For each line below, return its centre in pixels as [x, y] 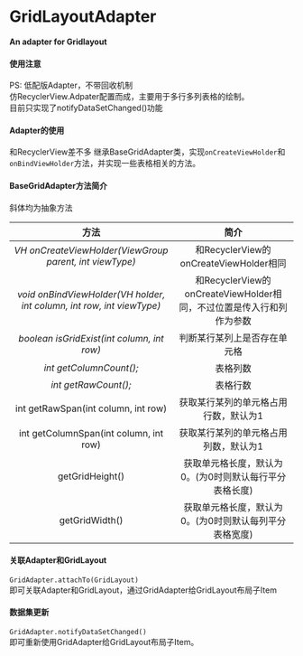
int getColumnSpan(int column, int [92, 433]
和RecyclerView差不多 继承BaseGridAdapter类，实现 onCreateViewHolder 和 [147, 152]
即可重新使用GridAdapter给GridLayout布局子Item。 [104, 642]
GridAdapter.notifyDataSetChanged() [78, 632]
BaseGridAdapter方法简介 [59, 185]
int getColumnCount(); [91, 368]
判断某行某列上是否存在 [229, 338]
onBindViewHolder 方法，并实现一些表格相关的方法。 [105, 164]
